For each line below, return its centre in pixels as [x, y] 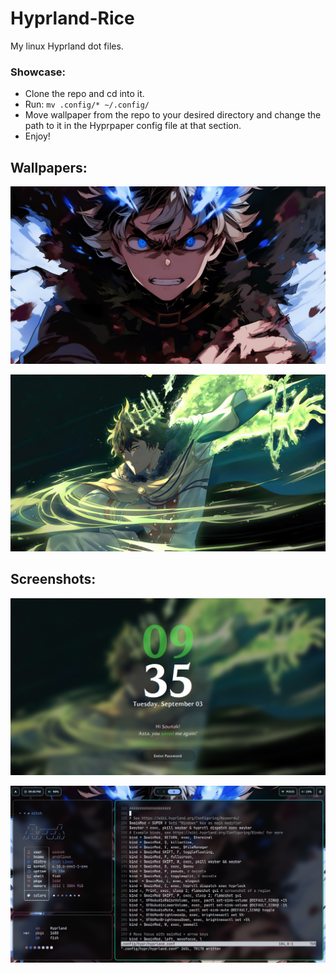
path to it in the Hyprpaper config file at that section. [133, 126]
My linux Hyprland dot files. [67, 46]
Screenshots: [53, 579]
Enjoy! [37, 136]
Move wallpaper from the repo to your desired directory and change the [173, 115]
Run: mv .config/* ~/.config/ [87, 104]
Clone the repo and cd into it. [84, 94]
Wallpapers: [49, 167]
